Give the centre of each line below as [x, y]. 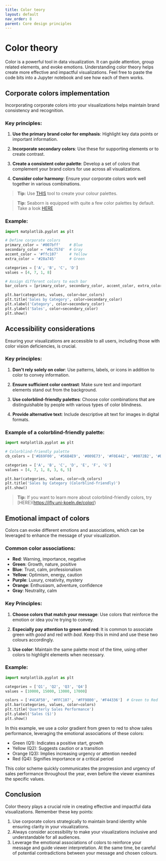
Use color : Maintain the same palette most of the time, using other [80, 649]
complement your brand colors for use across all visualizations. [77, 169]
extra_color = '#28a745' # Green [45, 259]
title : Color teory [25, 10]
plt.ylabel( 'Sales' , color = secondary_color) [52, 309]
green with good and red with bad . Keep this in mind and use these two [85, 634]
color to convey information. [41, 375]
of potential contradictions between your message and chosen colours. [85, 853]
